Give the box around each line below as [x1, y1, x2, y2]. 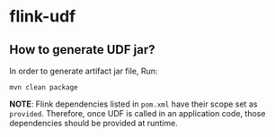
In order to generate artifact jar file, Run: [9, 65, 158, 76]
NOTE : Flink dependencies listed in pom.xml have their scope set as [9, 98, 258, 109]
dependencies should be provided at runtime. [9, 118, 178, 128]
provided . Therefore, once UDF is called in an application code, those [9, 108, 266, 118]
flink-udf [9, 6, 76, 27]
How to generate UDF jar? [9, 42, 155, 57]
